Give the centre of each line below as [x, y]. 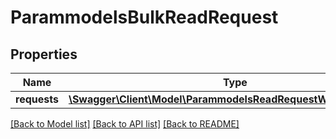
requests [37, 99]
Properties [44, 54]
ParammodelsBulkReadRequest [144, 17]
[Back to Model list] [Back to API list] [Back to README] [125, 124]
